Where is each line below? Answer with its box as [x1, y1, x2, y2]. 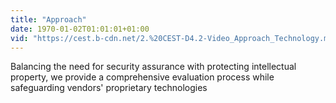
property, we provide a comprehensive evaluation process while [10, 71, 275, 83]
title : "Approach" [10, 14, 87, 25]
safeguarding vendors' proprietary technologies [10, 82, 208, 94]
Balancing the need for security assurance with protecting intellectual [10, 61, 297, 73]
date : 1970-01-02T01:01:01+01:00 [10, 24, 150, 34]
